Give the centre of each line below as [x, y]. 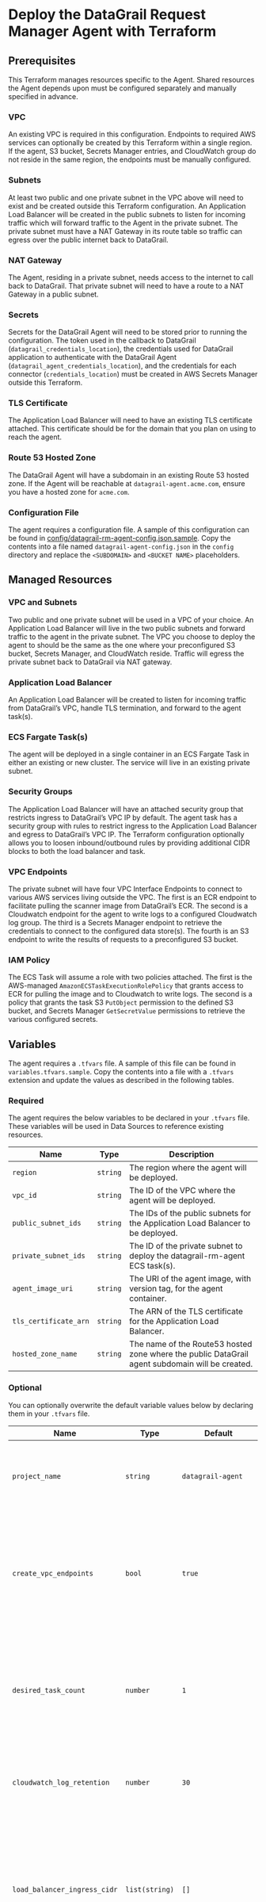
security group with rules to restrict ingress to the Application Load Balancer [133, 825]
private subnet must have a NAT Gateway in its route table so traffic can [125, 231]
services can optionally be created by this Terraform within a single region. [130, 143]
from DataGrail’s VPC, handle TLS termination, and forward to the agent [125, 708]
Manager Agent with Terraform [112, 31]
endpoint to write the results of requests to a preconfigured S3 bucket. [123, 939]
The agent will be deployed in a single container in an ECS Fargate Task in [129, 754]
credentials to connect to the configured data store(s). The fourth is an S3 [129, 931]
